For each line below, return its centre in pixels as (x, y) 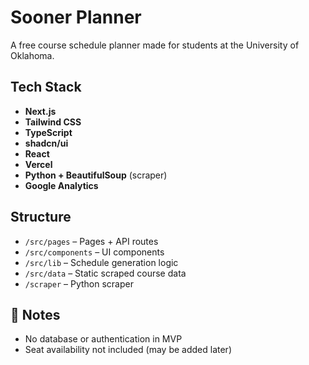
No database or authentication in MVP (103, 339)
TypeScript (48, 132)
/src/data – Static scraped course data (105, 273)
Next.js (40, 111)
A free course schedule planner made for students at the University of (155, 45)
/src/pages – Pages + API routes (91, 241)
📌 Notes (35, 314)
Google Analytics (61, 185)
